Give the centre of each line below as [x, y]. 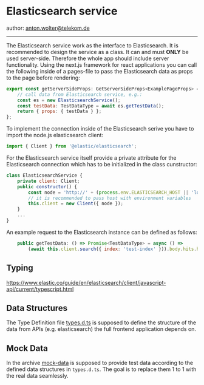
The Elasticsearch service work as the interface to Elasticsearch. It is [93, 45]
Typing [20, 268]
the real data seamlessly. [37, 376]
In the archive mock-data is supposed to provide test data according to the [100, 363]
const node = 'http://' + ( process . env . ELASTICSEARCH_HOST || [108, 192]
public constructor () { [47, 186]
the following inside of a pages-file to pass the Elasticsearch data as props [100, 71]
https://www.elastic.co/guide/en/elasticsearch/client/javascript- [86, 282]
